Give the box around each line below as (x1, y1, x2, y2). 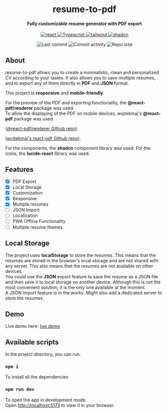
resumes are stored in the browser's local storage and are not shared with (5, 258, 158, 264)
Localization (12, 213, 38, 219)
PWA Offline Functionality (12, 218, 66, 224)
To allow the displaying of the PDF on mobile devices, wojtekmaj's (5, 110, 142, 116)
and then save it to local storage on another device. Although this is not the (5, 279, 161, 285)
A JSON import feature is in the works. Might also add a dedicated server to (5, 290, 162, 296)
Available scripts (5, 338, 59, 346)
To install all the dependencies (5, 374, 68, 380)
